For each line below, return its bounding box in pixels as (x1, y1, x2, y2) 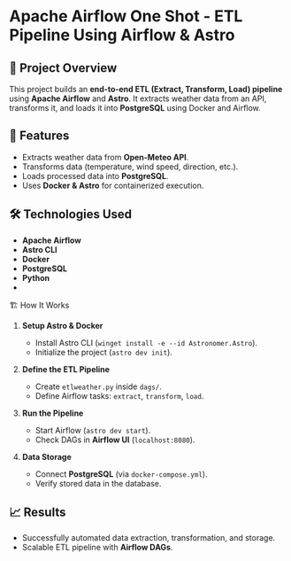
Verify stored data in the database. (34, 478, 162, 488)
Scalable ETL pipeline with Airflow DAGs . (21, 542, 173, 553)
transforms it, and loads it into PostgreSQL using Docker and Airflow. (9, 103, 261, 113)
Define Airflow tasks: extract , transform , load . (34, 390, 204, 401)
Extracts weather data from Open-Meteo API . (21, 152, 189, 162)
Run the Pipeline (21, 408, 84, 418)
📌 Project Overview (9, 60, 118, 75)
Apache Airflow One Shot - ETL (9, 6, 243, 27)
